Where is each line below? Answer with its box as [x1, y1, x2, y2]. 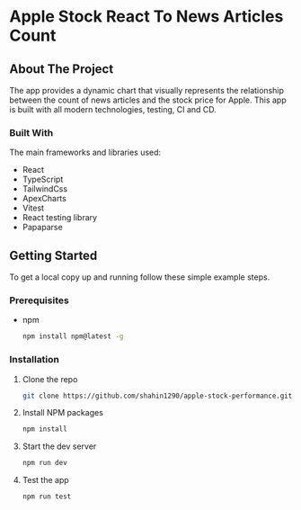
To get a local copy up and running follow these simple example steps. [9, 272, 270, 282]
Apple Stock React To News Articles [9, 6, 284, 27]
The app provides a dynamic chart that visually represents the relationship [9, 85, 285, 95]
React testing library [22, 212, 97, 223]
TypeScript [22, 174, 64, 185]
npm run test [22, 492, 72, 501]
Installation [9, 353, 60, 366]
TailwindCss [22, 183, 68, 194]
